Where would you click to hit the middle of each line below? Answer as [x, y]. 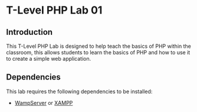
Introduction [29, 32]
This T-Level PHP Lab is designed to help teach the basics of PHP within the [99, 46]
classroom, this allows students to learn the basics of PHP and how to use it [98, 52]
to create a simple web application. [49, 59]
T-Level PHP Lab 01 [54, 10]
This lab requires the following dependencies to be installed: [79, 91]
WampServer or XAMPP [44, 103]
